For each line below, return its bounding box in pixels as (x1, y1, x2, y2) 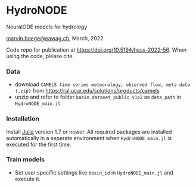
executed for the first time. (6, 141, 71, 148)
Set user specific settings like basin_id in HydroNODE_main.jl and (14, 169, 174, 176)
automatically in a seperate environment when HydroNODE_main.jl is (6, 134, 172, 141)
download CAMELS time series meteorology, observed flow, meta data (14, 81, 191, 88)
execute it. (14, 175, 41, 182)
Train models (6, 156, 45, 164)
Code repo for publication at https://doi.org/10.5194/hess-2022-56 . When (6, 46, 186, 53)
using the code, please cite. (6, 52, 74, 59)
